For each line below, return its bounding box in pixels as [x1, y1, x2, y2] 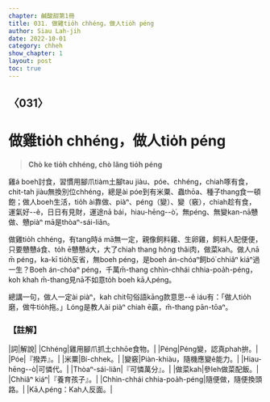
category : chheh [8, 42, 63, 50]
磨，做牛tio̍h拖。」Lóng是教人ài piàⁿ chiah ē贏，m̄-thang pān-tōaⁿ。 [8, 303, 233, 312]
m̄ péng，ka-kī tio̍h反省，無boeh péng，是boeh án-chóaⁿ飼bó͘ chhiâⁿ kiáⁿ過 [8, 255, 260, 264]
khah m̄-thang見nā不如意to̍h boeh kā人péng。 [22, 275, 177, 285]
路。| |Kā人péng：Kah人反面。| [8, 385, 113, 395]
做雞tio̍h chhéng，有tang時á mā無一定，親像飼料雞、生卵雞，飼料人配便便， [8, 235, 263, 244]
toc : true [8, 65, 42, 73]
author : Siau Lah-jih [8, 27, 81, 35]
